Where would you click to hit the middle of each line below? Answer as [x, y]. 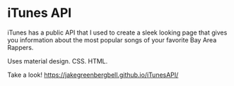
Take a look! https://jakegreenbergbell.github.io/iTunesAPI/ [93, 75]
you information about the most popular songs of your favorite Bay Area [112, 39]
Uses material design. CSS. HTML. [58, 61]
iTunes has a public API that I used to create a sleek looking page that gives [117, 32]
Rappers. [21, 47]
